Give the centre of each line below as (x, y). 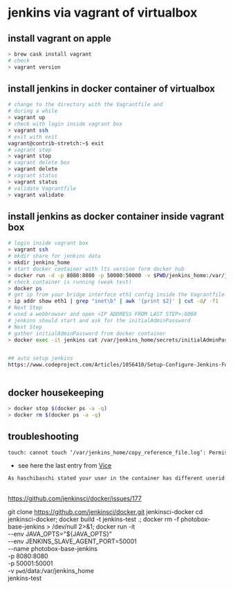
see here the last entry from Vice (65, 466)
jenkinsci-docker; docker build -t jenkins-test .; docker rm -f (93, 519)
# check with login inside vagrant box (65, 124)
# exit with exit (33, 137)
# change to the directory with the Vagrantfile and (85, 105)
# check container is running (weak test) (70, 282)
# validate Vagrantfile (42, 188)
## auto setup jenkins (40, 358)
